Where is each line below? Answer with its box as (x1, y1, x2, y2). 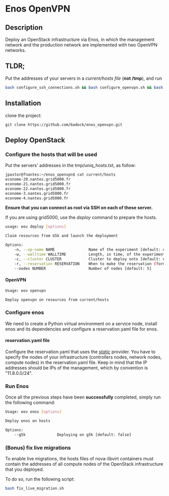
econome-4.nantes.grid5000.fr (5, 195, 69, 201)
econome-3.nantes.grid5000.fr (5, 191, 69, 196)
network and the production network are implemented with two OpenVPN (5, 42, 157, 48)
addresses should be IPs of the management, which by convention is (5, 364, 148, 371)
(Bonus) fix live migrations (5, 444, 71, 451)
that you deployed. (5, 466, 44, 472)
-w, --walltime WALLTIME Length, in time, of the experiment (14, 252, 165, 257)
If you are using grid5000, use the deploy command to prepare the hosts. (5, 214, 157, 221)
